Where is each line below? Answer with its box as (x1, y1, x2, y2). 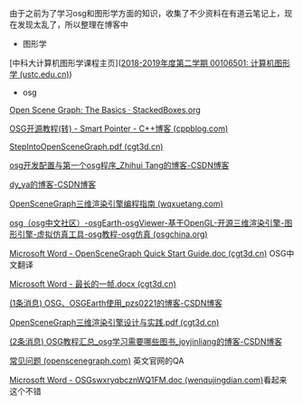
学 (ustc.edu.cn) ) (9, 69, 72, 80)
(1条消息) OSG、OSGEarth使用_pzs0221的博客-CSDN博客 (9, 297, 223, 308)
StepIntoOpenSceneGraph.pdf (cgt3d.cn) (9, 141, 164, 152)
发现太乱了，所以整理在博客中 (16, 19, 128, 30)
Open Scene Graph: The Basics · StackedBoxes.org (9, 105, 201, 115)
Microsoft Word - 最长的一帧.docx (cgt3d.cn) (9, 278, 176, 289)
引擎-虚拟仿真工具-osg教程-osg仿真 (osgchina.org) (16, 229, 208, 240)
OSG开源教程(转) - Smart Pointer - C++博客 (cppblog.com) (9, 123, 229, 134)
